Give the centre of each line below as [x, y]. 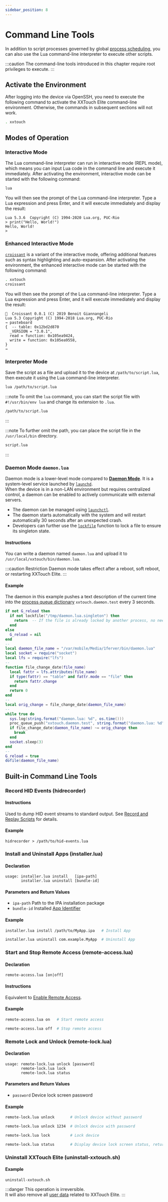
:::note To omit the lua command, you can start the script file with [72, 397]
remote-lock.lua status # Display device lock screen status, [78, 1144]
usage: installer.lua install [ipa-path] [51, 877]
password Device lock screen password [52, 1095]
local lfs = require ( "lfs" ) [34, 658]
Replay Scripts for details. [32, 819]
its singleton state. [31, 531]
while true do [20, 714]
